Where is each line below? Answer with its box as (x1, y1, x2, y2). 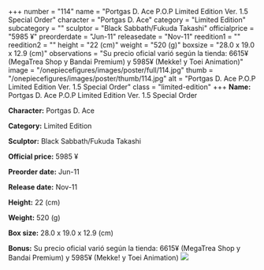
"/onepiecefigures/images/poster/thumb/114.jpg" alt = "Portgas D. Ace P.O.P (8, 74, 256, 83)
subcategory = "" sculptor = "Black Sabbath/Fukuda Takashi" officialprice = (8, 24, 255, 32)
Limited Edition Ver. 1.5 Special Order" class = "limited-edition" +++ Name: (8, 82, 251, 92)
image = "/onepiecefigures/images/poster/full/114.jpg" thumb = (8, 66, 214, 74)
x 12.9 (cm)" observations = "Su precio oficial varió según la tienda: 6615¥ (8, 49, 249, 58)
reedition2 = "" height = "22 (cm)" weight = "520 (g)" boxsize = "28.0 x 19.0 (8, 40, 255, 50)
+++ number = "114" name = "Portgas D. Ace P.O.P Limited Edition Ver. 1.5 (8, 7, 248, 16)
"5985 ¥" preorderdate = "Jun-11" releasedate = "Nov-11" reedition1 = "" (8, 32, 241, 41)
